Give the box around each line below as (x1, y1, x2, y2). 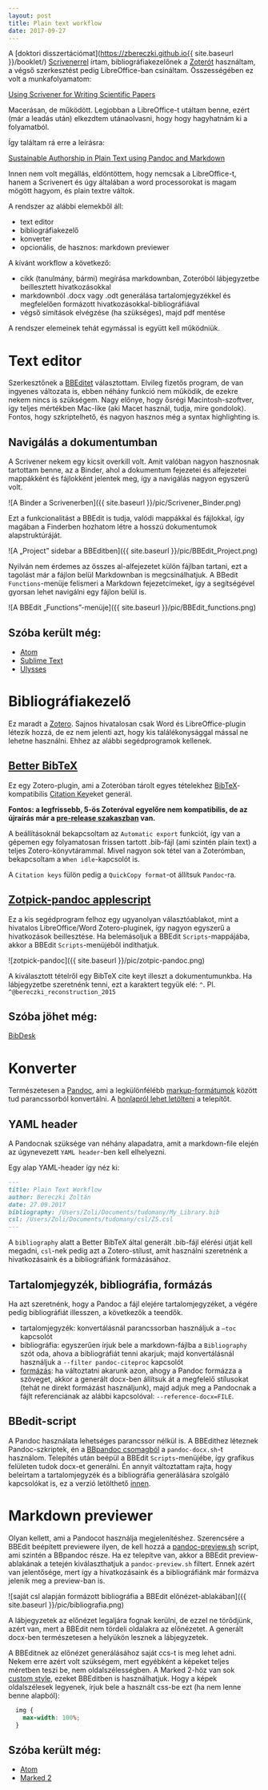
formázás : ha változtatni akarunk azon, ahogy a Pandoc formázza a (19, 1366, 242, 1375)
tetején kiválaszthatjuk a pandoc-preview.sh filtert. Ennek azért (49, 1558, 255, 1569)
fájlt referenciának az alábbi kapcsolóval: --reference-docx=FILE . (19, 1391, 234, 1401)
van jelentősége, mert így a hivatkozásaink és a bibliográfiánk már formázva (8, 1567, 259, 1577)
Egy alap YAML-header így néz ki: (8, 1163, 120, 1172)
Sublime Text (19, 656, 64, 665)
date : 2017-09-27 (8, 26, 66, 35)
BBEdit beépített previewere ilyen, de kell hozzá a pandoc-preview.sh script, (8, 1541, 259, 1551)
